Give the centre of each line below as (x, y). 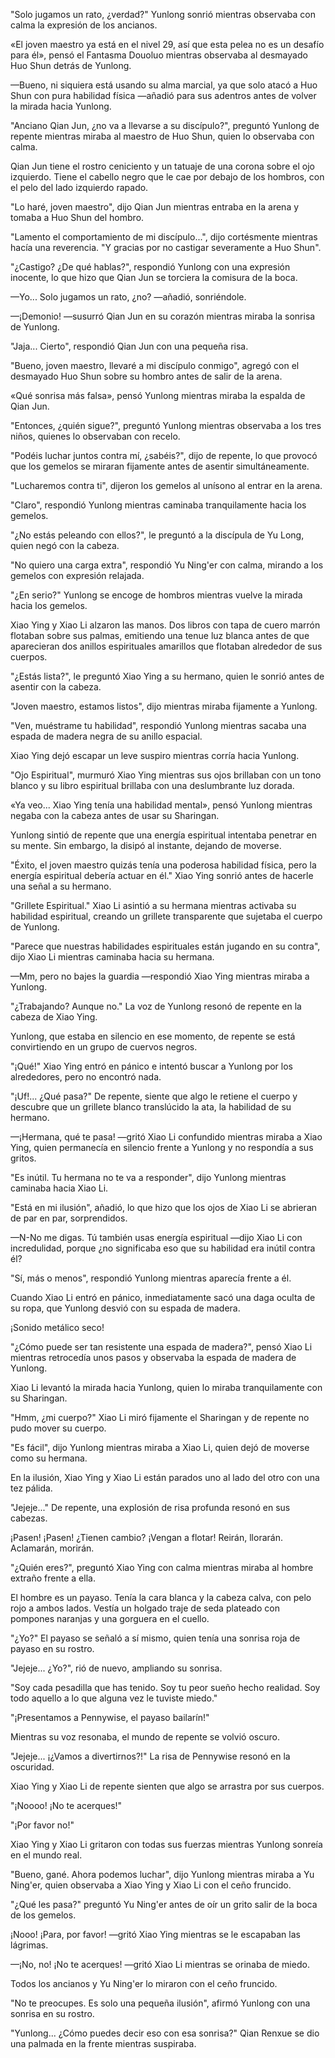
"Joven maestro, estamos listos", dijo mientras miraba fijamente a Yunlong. (164, 706)
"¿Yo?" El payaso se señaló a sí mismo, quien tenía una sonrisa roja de (155, 1638)
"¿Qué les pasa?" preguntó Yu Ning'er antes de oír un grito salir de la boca (164, 1904)
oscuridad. (32, 1767)
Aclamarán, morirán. (52, 1548)
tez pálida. (31, 1488)
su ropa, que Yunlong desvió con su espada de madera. (125, 1308)
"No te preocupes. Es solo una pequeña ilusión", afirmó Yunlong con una (160, 2003)
